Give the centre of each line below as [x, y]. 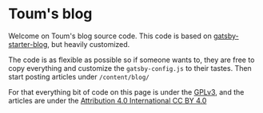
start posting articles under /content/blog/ [79, 76]
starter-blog [28, 44]
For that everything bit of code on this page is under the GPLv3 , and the [126, 92]
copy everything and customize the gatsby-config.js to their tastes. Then [130, 68]
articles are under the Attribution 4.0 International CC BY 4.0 [108, 100]
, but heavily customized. [89, 44]
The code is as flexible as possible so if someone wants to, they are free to [131, 60]
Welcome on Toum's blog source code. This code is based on [110, 36]
